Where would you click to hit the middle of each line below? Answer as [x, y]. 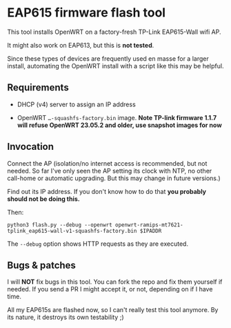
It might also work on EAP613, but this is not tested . [81, 45]
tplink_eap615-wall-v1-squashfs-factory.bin [72, 231]
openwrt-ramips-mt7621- [149, 225]
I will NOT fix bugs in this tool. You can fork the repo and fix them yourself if [115, 282]
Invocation [30, 147]
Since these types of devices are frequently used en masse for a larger [108, 58]
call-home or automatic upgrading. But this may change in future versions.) [114, 178]
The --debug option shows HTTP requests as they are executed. [98, 244]
